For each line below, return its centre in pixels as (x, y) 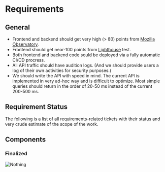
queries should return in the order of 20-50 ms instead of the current (82, 86)
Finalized (16, 154)
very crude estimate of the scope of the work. (52, 124)
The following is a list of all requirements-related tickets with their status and (82, 119)
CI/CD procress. (29, 60)
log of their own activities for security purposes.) (62, 70)
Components (25, 140)
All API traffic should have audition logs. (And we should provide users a (85, 65)
